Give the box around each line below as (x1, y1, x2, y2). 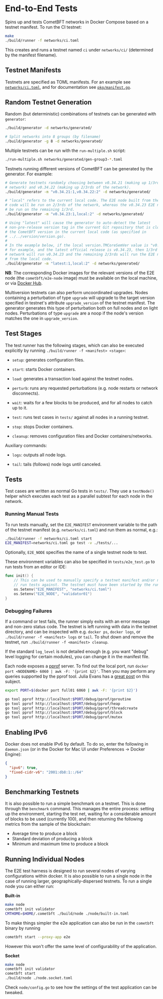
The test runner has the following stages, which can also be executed (5, 342, 144, 348)
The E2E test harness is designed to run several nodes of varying (5, 868, 136, 874)
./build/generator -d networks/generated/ (5, 126, 92, 131)
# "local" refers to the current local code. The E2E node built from (5, 198, 151, 203)
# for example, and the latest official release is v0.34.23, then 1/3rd (5, 248, 158, 252)
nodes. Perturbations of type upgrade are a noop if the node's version (5, 310, 144, 316)
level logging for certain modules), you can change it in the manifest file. (5, 653, 149, 659)
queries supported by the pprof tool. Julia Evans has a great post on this (5, 673, 149, 679)
